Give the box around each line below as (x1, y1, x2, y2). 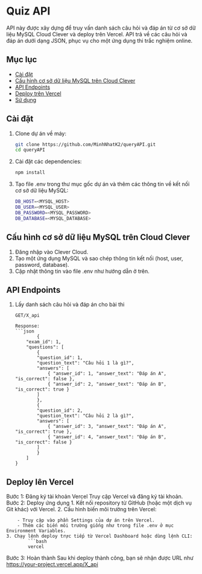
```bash (28, 538, 47, 544)
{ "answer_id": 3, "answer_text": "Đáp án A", (47, 424, 167, 430)
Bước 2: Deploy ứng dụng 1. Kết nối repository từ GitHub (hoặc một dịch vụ (6, 499, 192, 506)
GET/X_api (14, 313, 40, 319)
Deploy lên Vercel (6, 477, 74, 487)
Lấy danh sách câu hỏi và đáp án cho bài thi (14, 301, 125, 308)
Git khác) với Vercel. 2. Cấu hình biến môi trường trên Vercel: (6, 506, 157, 513)
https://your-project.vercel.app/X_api (6, 561, 98, 568)
